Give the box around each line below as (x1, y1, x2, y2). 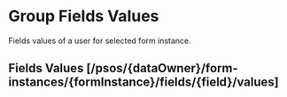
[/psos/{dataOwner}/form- (86, 61, 238, 76)
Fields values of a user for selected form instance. (8, 35, 191, 46)
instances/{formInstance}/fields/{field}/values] (8, 75, 280, 90)
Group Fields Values (8, 6, 159, 26)
